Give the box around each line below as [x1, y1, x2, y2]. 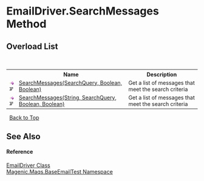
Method [6, 17, 47, 31]
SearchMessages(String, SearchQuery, [19, 94, 117, 101]
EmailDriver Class [6, 162, 50, 169]
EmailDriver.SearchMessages [6, 4, 159, 18]
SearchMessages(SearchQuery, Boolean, [19, 79, 123, 86]
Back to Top [8, 114, 39, 121]
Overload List [6, 41, 58, 51]
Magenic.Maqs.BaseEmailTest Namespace [6, 168, 114, 176]
